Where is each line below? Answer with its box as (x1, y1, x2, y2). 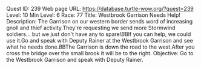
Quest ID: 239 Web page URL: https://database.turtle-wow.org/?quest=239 (6, 5, 194, 12)
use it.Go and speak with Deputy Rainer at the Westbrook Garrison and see (6, 37, 194, 44)
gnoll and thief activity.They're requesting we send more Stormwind (6, 24, 176, 31)
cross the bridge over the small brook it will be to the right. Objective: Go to (6, 50, 194, 56)
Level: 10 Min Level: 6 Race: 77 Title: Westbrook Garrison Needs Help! (6, 11, 180, 19)
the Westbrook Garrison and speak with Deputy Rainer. (6, 56, 143, 63)
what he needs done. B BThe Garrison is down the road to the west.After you (6, 43, 195, 50)
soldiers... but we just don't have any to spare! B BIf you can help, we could (6, 31, 191, 38)
